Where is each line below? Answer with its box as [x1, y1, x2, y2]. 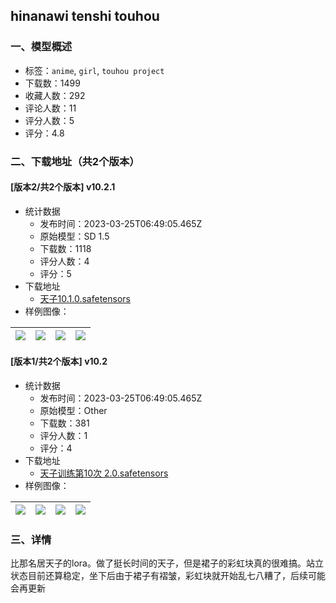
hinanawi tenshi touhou [10, 8, 160, 25]
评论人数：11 [24, 102, 77, 114]
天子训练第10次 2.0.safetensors [39, 467, 169, 479]
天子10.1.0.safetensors [39, 292, 131, 304]
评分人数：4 [39, 255, 90, 267]
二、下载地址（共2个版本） [10, 154, 140, 168]
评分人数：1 [39, 430, 88, 442]
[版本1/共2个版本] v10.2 [10, 355, 108, 368]
